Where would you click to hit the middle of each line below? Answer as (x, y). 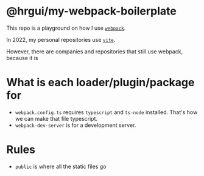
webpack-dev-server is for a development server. (76, 125)
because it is (22, 58)
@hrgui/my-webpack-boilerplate (91, 11)
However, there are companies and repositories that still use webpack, (95, 51)
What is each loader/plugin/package (100, 83)
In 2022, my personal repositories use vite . (61, 39)
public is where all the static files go (61, 166)
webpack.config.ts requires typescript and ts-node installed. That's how (106, 112)
